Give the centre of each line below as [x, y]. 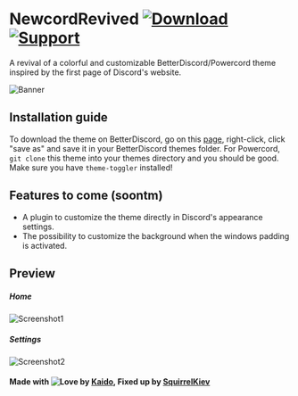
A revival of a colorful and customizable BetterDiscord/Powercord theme [143, 62]
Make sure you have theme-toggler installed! [91, 167]
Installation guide [59, 117]
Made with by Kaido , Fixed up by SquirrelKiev [110, 382]
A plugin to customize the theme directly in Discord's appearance [142, 217]
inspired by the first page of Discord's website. [95, 72]
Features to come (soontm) [86, 196]
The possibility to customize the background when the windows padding [156, 235]
